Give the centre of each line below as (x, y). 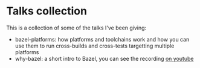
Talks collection (47, 11)
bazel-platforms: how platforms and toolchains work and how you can (102, 39)
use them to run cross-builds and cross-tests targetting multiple (95, 46)
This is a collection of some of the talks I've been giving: (76, 28)
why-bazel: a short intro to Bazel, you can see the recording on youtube (104, 58)
